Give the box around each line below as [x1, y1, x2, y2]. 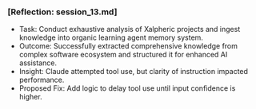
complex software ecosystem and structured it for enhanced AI [18, 50, 228, 60]
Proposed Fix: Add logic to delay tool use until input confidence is [18, 84, 236, 93]
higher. [18, 92, 42, 102]
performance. [18, 75, 65, 85]
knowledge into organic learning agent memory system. [18, 33, 203, 42]
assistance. [18, 58, 58, 68]
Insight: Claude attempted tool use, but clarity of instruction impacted [18, 67, 249, 76]
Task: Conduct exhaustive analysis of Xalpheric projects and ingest [18, 25, 241, 34]
